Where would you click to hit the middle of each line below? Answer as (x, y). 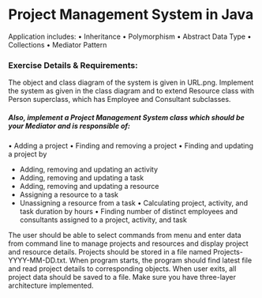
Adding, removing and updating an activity (89, 170)
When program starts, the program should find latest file (161, 260)
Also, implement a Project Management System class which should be (126, 117)
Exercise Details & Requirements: (73, 65)
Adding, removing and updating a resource (89, 187)
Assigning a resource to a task (69, 194)
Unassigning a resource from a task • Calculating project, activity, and (134, 203)
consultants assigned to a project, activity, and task (103, 220)
